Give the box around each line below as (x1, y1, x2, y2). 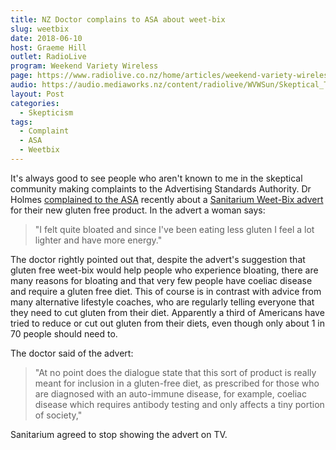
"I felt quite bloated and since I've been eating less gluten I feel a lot (34, 223, 315, 235)
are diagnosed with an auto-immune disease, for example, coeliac (34, 387, 307, 400)
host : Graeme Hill (10, 42, 87, 53)
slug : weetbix (10, 24, 70, 34)
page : (10, 71, 33, 81)
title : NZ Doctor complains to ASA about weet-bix (10, 14, 226, 25)
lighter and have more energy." (34, 234, 163, 246)
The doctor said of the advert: (10, 347, 134, 359)
